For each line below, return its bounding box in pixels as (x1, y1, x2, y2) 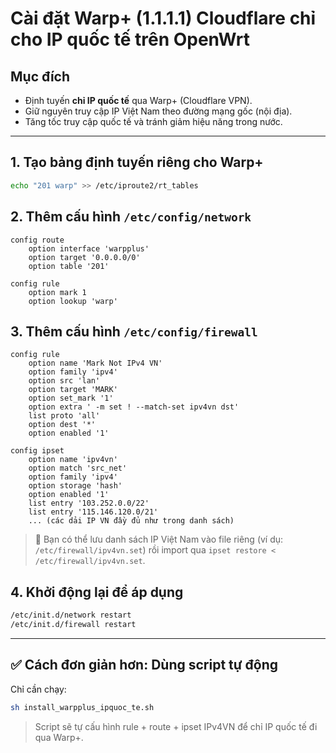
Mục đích (10, 68, 71, 85)
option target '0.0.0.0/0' (28, 252, 141, 262)
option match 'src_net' (28, 463, 128, 474)
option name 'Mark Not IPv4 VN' (28, 358, 163, 369)
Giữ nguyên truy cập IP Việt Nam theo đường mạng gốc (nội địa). (24, 105, 293, 117)
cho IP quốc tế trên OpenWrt (10, 28, 250, 51)
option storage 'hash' (28, 481, 123, 491)
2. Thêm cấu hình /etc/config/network (10, 208, 252, 226)
